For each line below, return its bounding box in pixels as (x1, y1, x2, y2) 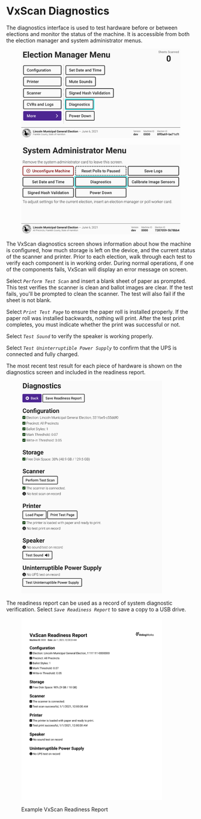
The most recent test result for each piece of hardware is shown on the (6, 362, 182, 369)
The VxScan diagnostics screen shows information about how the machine (6, 240, 191, 247)
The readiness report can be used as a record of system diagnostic (6, 599, 173, 606)
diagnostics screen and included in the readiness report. (6, 368, 146, 376)
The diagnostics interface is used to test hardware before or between (6, 24, 178, 31)
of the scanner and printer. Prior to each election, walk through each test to (6, 253, 193, 260)
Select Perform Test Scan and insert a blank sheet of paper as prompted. (6, 277, 187, 285)
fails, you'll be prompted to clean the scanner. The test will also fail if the (6, 290, 185, 297)
